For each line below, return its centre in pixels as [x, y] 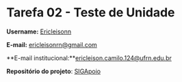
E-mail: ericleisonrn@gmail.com [52, 44]
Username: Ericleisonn [39, 31]
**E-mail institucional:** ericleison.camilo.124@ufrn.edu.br [89, 58]
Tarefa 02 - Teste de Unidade [91, 13]
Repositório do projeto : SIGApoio [53, 71]
